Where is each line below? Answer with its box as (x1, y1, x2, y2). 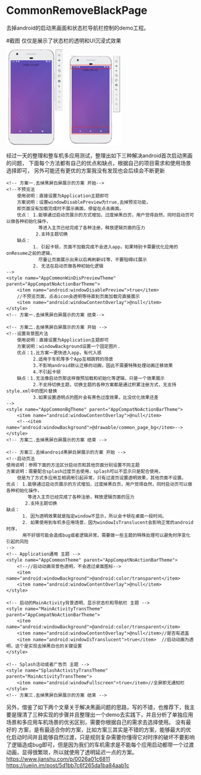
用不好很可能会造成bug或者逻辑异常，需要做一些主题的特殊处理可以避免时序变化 (22, 532, 191, 538)
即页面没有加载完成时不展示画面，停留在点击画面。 (17, 205, 124, 211)
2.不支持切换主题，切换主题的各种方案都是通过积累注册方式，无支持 (32, 381, 176, 387)
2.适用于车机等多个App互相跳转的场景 (32, 356, 114, 362)
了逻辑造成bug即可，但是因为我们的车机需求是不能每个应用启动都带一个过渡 (6, 741, 194, 748)
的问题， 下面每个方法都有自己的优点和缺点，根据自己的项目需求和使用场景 (6, 159, 191, 166)
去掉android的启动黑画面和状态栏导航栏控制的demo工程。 (6, 24, 150, 31)
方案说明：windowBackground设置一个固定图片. (17, 343, 121, 349)
